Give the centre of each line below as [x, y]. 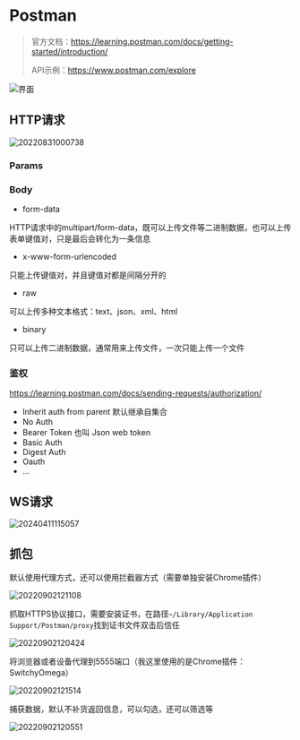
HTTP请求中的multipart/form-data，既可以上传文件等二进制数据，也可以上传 [150, 227]
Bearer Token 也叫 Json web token [86, 433]
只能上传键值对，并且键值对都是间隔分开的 [88, 275]
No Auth [38, 422]
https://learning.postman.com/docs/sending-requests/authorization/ [136, 393]
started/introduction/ [69, 51]
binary [34, 329]
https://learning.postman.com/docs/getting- [152, 41]
